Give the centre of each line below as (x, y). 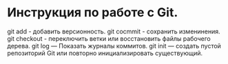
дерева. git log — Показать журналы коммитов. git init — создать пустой (114, 46)
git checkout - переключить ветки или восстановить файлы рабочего (109, 38)
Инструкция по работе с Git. (93, 13)
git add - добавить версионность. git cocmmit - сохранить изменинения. (114, 31)
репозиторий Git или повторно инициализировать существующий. (105, 53)
